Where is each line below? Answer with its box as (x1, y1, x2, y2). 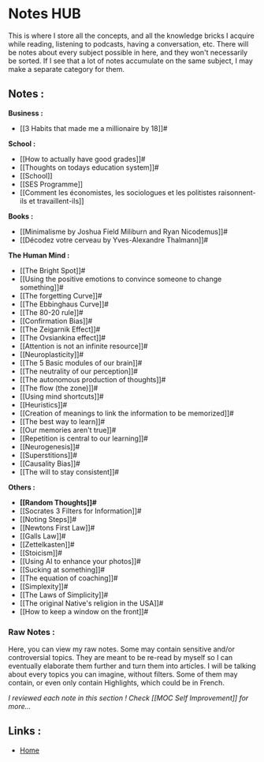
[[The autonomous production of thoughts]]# (19, 374, 166, 384)
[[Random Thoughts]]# (19, 497, 97, 507)
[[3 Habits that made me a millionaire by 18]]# (19, 123, 168, 133)
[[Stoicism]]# (19, 548, 63, 557)
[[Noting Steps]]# (19, 514, 77, 524)
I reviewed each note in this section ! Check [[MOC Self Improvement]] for (8, 693, 249, 703)
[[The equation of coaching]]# (19, 573, 118, 583)
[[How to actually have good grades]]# (19, 154, 146, 163)
